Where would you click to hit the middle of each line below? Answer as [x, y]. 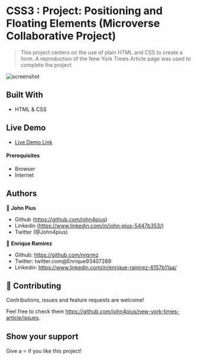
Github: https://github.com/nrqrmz [56, 255]
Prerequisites [23, 155]
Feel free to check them [35, 312]
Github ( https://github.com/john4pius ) [61, 219]
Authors [22, 194]
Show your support [42, 336]
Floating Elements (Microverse [83, 23]
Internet [24, 175]
